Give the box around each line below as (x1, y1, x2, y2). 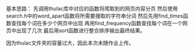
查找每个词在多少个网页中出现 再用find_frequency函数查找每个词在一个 (11, 20, 183, 26)
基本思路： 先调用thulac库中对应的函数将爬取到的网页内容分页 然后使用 (6, 5, 178, 12)
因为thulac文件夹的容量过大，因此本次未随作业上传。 (6, 40, 134, 46)
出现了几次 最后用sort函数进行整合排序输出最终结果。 (16, 27, 145, 34)
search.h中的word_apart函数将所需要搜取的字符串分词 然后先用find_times (6, 12, 183, 19)
